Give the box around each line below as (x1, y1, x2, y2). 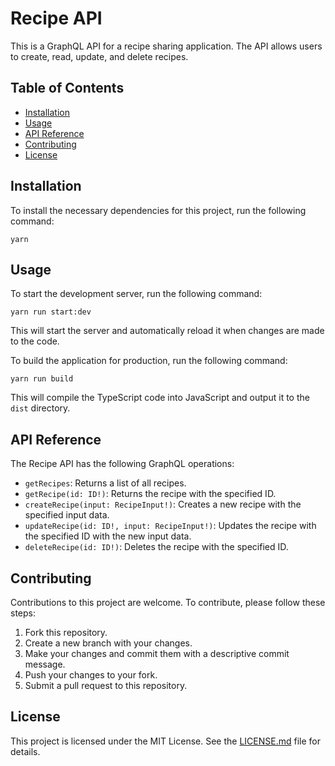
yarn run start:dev (10, 307, 92, 317)
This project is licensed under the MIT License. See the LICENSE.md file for (10, 735, 321, 747)
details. (10, 745, 41, 757)
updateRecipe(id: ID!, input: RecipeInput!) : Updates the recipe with (24, 520, 317, 532)
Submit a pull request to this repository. (24, 680, 188, 691)
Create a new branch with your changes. (24, 637, 193, 649)
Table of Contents (10, 80, 125, 97)
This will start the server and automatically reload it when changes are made (10, 325, 325, 337)
